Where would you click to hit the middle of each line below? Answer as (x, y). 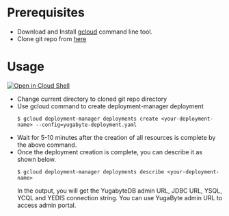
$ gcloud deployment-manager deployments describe (91, 172)
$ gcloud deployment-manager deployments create (87, 119)
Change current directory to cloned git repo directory (92, 99)
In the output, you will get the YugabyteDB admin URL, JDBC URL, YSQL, (119, 191)
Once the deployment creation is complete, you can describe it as (110, 152)
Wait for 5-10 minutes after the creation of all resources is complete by (116, 137)
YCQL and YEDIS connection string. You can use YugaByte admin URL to (120, 197)
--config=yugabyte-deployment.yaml (86, 125)
